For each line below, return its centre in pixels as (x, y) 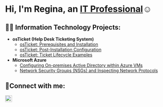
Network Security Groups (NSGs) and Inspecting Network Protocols (89, 71)
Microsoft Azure (29, 60)
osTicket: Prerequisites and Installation (59, 44)
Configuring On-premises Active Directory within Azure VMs (81, 65)
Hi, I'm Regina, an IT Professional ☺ (79, 9)
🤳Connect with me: (35, 86)
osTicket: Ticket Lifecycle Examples (56, 55)
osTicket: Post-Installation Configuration (61, 50)
